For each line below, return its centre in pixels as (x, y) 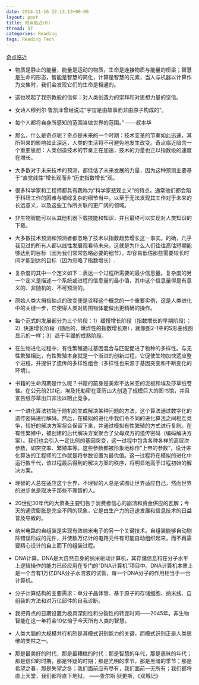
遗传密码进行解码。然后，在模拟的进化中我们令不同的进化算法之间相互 (101, 418)
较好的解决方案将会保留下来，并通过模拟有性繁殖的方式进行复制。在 (108, 426)
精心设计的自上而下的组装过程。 (59, 545)
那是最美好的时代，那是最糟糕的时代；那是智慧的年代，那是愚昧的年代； (103, 653)
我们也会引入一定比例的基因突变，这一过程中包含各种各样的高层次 (108, 440)
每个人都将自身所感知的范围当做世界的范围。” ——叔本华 (83, 122)
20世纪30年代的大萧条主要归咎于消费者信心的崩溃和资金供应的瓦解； (99, 503)
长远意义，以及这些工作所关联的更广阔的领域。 (72, 205)
